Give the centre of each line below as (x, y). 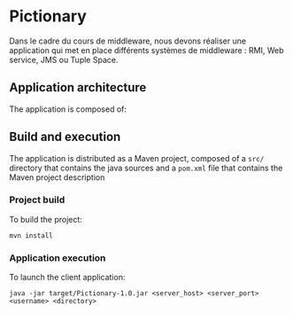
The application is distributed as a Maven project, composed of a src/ (137, 158)
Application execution (58, 257)
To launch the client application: (67, 278)
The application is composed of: (68, 109)
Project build (37, 200)
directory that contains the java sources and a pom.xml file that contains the (146, 168)
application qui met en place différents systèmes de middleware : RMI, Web (146, 50)
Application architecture (78, 87)
